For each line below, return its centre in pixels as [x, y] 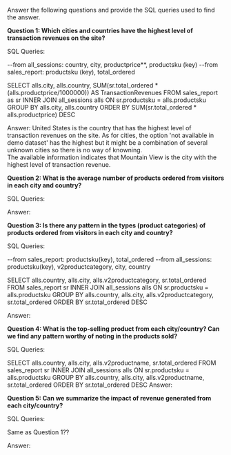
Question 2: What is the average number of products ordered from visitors [116, 178]
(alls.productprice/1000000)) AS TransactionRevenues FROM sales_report [113, 93]
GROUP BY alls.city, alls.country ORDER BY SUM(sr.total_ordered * [102, 107]
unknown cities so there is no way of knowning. [75, 150]
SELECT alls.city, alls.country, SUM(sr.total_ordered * [83, 85]
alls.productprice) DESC [41, 114]
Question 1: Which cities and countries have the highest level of [100, 31]
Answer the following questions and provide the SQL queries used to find [111, 10]
